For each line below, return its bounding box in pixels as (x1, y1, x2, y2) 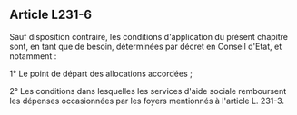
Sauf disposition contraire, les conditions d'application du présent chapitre (9, 31, 289, 42)
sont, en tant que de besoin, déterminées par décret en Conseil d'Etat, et (9, 41, 282, 52)
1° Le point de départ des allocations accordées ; (9, 68, 193, 79)
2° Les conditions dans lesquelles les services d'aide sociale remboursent (9, 85, 287, 96)
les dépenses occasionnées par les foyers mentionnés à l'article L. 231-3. (9, 95, 284, 106)
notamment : (9, 50, 57, 62)
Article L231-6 (9, 7, 93, 23)
